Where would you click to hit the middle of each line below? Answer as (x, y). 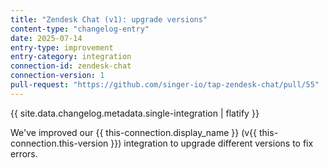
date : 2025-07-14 (46, 38)
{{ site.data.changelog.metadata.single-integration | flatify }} (135, 113)
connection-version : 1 (57, 76)
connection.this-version (59, 143)
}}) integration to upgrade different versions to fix (212, 143)
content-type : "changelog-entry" (80, 29)
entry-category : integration (71, 57)
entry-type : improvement (62, 47)
